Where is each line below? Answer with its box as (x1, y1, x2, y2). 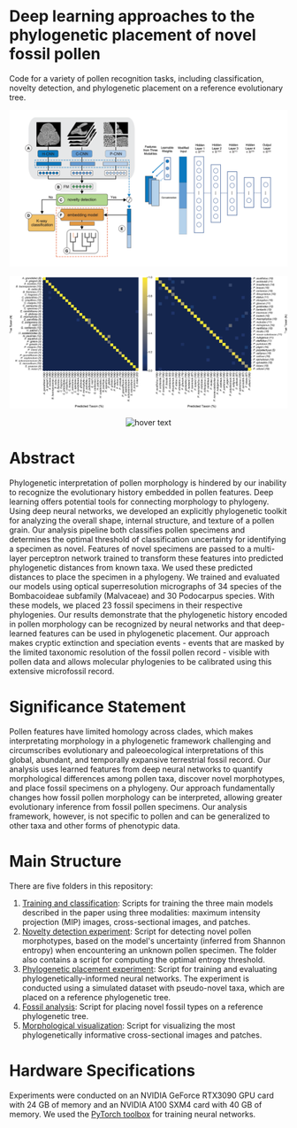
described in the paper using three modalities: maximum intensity (21, 906, 261, 918)
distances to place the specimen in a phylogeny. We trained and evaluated (9, 572, 280, 582)
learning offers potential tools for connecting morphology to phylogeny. (9, 496, 270, 507)
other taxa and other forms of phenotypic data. (9, 821, 180, 831)
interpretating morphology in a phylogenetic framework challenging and (9, 735, 271, 746)
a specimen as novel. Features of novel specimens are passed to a (9, 543, 252, 555)
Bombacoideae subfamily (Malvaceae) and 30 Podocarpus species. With (9, 591, 275, 602)
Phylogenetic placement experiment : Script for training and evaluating (21, 963, 278, 974)
